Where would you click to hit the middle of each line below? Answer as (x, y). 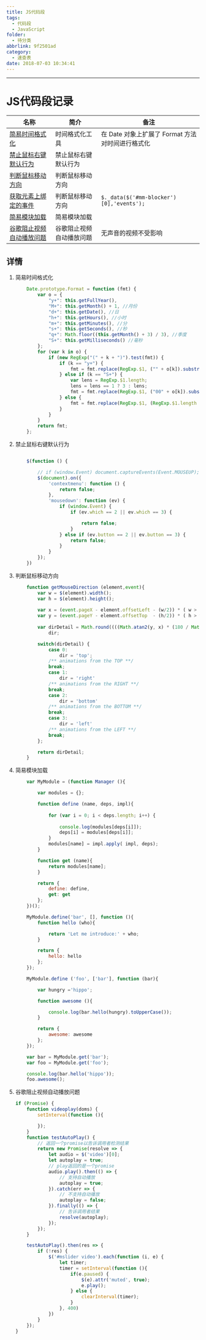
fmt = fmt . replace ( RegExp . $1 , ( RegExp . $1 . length (134, 403)
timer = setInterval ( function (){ (103, 1268)
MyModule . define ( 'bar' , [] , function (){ (80, 917)
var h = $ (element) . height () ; (76, 599)
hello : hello (65, 957)
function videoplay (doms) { (62, 1109)
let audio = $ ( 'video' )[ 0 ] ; (84, 1155)
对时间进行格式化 (125, 144)
